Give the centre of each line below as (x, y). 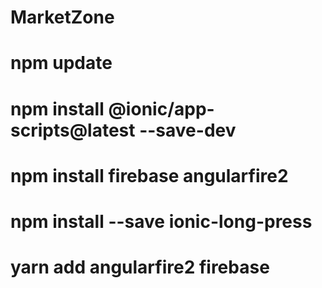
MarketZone (62, 17)
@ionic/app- (161, 108)
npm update (61, 63)
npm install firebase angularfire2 (149, 175)
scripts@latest (73, 130)
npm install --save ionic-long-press (161, 221)
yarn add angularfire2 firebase (140, 267)
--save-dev (188, 130)
